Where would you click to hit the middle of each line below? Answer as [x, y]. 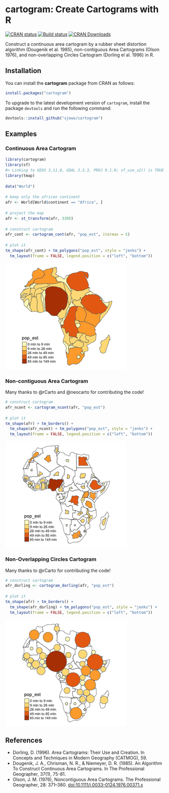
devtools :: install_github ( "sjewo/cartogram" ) [54, 118]
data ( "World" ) [20, 186]
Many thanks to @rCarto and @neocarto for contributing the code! [75, 392]
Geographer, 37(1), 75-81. [39, 774]
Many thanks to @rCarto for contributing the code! [58, 570]
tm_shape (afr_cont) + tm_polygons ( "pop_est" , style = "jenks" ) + [75, 251]
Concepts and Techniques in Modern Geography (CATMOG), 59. [80, 758]
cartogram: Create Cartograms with [82, 9]
